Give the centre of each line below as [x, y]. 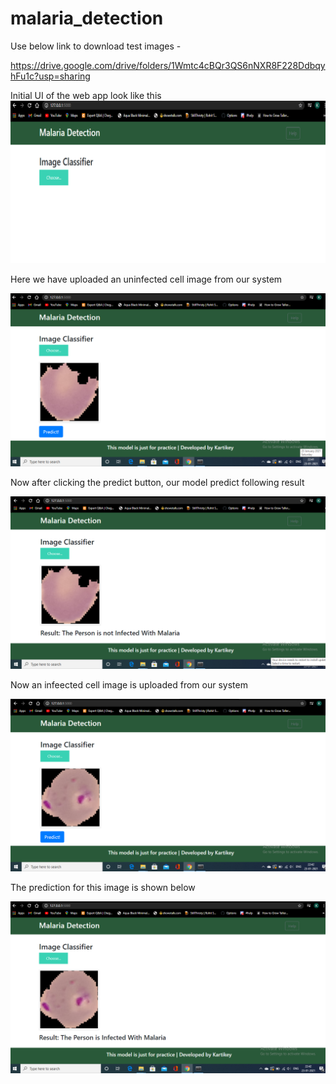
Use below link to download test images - [96, 46]
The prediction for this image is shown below [103, 888]
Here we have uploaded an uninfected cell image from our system [146, 279]
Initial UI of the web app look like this [86, 95]
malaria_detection [87, 18]
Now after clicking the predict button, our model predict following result [157, 482]
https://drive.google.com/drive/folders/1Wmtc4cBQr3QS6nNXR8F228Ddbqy [168, 65]
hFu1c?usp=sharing [50, 76]
